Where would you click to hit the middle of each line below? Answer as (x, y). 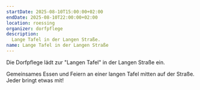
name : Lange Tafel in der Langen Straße (58, 46)
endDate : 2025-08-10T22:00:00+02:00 (52, 17)
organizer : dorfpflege (35, 28)
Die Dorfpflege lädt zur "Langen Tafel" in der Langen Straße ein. (86, 62)
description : (23, 34)
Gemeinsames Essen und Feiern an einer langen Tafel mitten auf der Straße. (101, 74)
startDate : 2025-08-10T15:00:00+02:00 (55, 12)
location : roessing (31, 23)
